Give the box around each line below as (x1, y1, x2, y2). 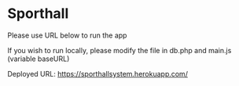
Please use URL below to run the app (7, 30, 127, 40)
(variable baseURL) (7, 54, 70, 63)
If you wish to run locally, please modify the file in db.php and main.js (7, 45, 232, 55)
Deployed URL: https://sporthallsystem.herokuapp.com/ (7, 69, 188, 78)
